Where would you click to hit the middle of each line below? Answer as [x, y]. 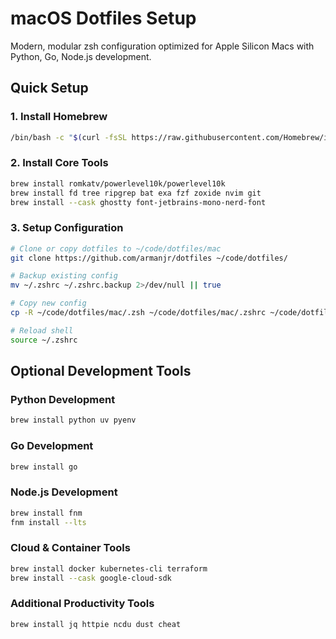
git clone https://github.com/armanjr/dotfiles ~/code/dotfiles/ [149, 258]
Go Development [52, 446]
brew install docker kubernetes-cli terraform [109, 568]
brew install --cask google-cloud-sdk [91, 578]
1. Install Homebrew [59, 117]
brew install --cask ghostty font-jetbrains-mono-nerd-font [138, 202]
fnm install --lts [48, 522]
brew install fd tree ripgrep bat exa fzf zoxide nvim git [136, 193]
